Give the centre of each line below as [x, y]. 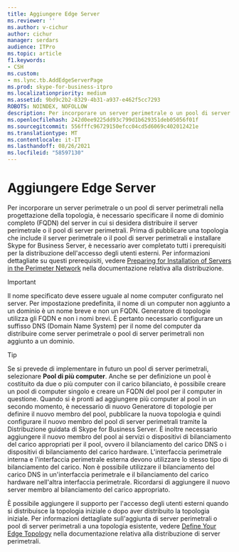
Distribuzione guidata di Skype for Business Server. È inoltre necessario [112, 429]
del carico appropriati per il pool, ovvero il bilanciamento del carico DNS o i [117, 444]
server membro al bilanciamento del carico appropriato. [89, 489]
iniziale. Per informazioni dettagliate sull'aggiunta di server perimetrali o [112, 518]
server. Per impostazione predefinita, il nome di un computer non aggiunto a [119, 303]
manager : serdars [33, 41]
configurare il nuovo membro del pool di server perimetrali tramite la [107, 421]
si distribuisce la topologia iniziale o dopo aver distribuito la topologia [108, 511]
